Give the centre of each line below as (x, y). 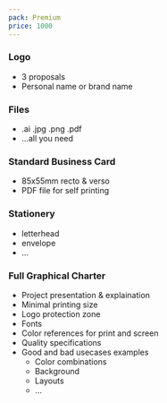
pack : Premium (35, 17)
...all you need (47, 139)
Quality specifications (61, 342)
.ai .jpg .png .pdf (51, 129)
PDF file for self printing (65, 191)
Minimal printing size (59, 304)
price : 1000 (30, 26)
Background (57, 371)
